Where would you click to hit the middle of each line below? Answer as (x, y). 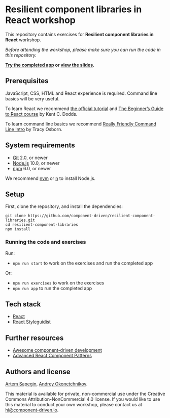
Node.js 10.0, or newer (36, 163)
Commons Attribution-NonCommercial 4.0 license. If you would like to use (83, 399)
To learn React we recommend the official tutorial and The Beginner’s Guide (84, 109)
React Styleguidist (31, 322)
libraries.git (20, 220)
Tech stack (23, 304)
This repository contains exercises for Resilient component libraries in (79, 34)
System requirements (40, 146)
